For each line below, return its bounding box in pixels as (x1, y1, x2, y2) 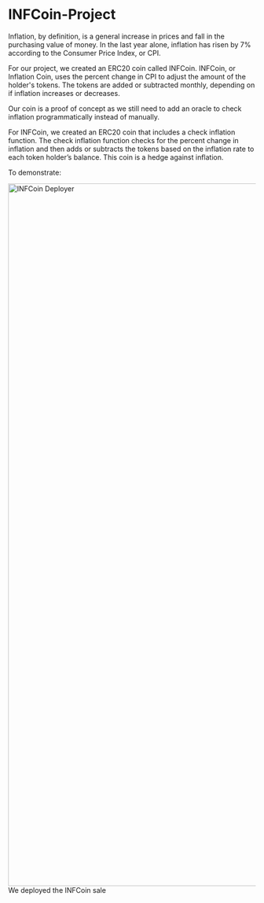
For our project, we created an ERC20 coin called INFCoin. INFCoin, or (8, 63, 236, 72)
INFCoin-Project (8, 6, 116, 24)
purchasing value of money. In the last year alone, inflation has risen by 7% (8, 39, 251, 49)
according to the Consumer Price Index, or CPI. (8, 48, 161, 57)
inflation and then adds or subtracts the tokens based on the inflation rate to (8, 144, 255, 153)
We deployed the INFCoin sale (8, 885, 106, 894)
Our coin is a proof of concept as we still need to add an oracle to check (8, 104, 242, 113)
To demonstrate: (8, 168, 61, 177)
